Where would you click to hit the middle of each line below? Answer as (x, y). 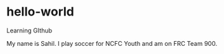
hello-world (41, 12)
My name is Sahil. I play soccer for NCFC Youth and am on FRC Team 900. (112, 43)
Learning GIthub (30, 30)
